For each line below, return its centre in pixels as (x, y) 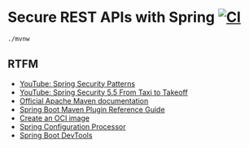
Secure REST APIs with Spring (111, 17)
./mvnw (19, 39)
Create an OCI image (55, 118)
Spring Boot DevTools (56, 135)
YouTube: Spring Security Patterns (77, 83)
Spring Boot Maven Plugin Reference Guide (92, 109)
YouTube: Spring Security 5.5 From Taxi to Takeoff (103, 92)
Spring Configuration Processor (72, 126)
